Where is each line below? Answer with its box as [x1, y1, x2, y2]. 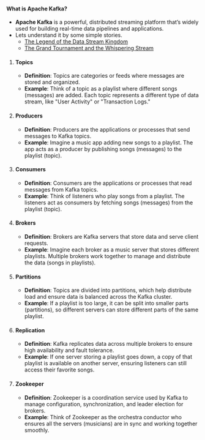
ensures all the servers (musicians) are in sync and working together [24, 420, 198, 427]
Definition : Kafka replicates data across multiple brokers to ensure [24, 340, 193, 348]
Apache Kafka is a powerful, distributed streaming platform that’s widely [15, 18, 199, 26]
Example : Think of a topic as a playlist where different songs [24, 85, 177, 92]
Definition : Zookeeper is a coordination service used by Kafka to [24, 393, 188, 401]
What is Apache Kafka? [6, 5, 67, 12]
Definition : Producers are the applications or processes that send [24, 125, 190, 133]
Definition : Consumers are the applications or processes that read [24, 179, 192, 187]
